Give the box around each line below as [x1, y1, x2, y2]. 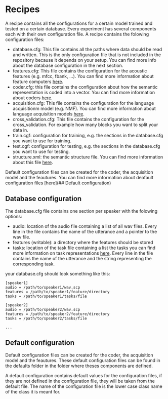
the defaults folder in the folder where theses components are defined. [5, 363, 153, 369]
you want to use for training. [12, 138, 72, 144]
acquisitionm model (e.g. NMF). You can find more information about [12, 105, 156, 111]
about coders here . [12, 95, 53, 101]
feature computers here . [12, 78, 64, 85]
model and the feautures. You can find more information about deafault [5, 174, 153, 180]
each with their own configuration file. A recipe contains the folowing [5, 31, 149, 37]
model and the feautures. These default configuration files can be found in [5, 357, 160, 363]
